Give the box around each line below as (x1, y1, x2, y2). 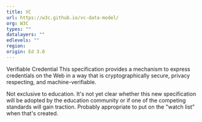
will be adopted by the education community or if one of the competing (6, 96, 186, 104)
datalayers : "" (6, 32, 45, 38)
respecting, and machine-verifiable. (6, 78, 97, 85)
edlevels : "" (6, 37, 40, 43)
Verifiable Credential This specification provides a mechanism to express (6, 65, 191, 73)
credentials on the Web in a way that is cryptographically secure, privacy (6, 71, 190, 79)
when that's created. (6, 109, 59, 117)
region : (6, 43, 26, 49)
